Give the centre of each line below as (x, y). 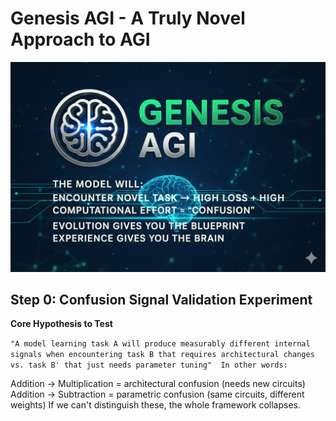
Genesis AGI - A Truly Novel (128, 18)
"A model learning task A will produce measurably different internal (160, 344)
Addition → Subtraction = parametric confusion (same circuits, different (157, 394)
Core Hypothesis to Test (61, 324)
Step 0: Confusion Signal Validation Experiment (161, 300)
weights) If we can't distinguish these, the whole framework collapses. (156, 405)
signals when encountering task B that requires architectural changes (162, 355)
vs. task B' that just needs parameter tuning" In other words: (149, 365)
